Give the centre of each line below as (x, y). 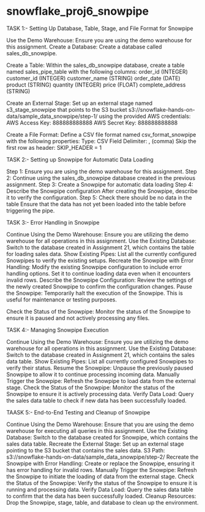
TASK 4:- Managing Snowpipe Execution (58, 330)
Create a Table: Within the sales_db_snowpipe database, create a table (95, 65)
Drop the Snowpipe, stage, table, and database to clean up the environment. (102, 502)
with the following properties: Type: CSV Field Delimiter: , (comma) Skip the (102, 141)
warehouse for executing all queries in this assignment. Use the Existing (97, 430)
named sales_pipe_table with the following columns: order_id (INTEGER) (97, 71)
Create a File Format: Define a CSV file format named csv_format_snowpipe (101, 134)
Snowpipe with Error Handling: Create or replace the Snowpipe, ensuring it (100, 463)
